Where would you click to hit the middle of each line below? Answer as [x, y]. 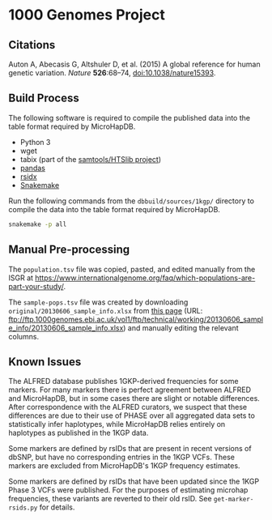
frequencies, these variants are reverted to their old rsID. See [110, 499]
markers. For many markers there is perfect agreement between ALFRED [130, 390]
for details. [57, 507]
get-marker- [234, 500]
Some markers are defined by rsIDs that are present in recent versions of [130, 449]
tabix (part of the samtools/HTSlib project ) [91, 159]
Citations [32, 45]
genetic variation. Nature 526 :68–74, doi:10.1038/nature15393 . [112, 73]
